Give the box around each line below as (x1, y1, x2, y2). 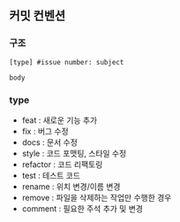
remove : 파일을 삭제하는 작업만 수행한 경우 (21, 192, 172, 203)
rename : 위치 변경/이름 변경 (21, 180, 121, 192)
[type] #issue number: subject (9, 57, 124, 66)
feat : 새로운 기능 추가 (21, 114, 98, 126)
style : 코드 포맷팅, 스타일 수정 (21, 148, 127, 158)
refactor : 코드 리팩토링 (21, 158, 103, 170)
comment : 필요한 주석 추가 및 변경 (21, 203, 144, 214)
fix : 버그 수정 (21, 126, 69, 136)
